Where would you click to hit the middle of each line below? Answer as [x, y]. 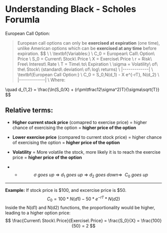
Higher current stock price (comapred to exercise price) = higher [80, 122]
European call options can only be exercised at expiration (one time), [88, 43]
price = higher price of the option [47, 157]
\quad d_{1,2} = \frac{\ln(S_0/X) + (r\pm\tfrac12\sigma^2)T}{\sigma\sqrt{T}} [83, 89]
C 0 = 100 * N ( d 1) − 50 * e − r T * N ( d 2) [83, 199]
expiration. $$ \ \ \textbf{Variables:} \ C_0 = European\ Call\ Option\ [86, 54]
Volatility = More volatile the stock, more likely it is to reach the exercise [86, 152]
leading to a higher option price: [38, 213]
